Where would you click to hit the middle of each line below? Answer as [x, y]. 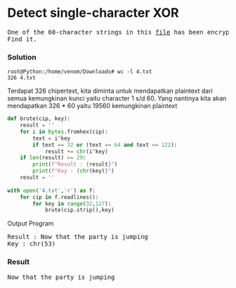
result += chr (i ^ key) [77, 151]
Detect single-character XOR [93, 13]
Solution [22, 57]
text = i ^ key [52, 138]
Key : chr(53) [32, 244]
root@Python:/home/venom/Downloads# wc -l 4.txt [80, 72]
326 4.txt [22, 78]
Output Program [31, 223]
